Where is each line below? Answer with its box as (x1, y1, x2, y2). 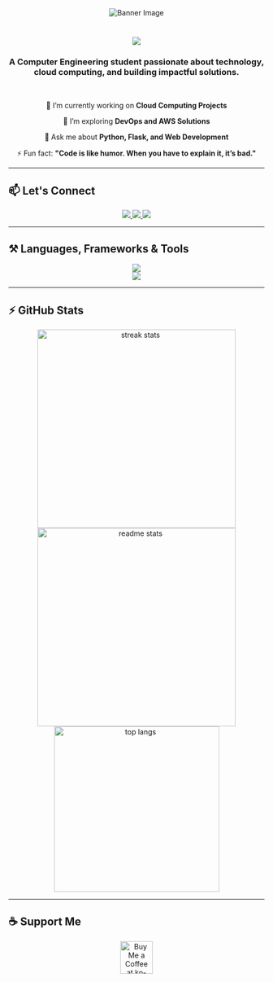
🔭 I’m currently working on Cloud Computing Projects (45, 101, 227, 111)
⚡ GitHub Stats (8, 303, 84, 317)
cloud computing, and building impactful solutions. (33, 67, 240, 78)
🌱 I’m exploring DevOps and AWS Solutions (63, 116, 210, 126)
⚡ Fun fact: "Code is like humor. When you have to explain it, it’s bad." (16, 148, 257, 158)
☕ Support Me (8, 915, 81, 929)
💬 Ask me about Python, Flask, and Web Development (44, 132, 229, 142)
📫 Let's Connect (8, 183, 96, 198)
